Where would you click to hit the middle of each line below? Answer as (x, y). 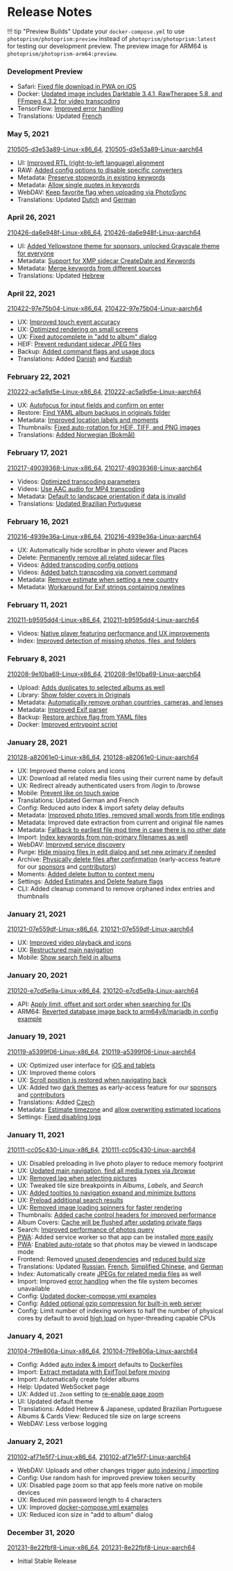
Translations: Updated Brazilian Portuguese (79, 503)
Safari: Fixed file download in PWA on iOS (77, 87)
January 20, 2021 (37, 976)
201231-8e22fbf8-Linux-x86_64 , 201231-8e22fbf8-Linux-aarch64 (101, 1547)
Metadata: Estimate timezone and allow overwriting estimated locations (119, 1109)
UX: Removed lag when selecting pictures (77, 1178)
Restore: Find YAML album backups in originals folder (94, 413)
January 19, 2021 (36, 1037)
